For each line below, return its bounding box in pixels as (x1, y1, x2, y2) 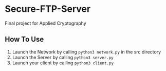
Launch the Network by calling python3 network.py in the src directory (12, 48, 161, 55)
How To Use (5, 35, 44, 44)
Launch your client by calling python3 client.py (12, 60, 114, 66)
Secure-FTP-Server (5, 3, 91, 15)
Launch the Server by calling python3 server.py (12, 54, 114, 60)
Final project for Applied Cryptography (5, 20, 87, 26)
